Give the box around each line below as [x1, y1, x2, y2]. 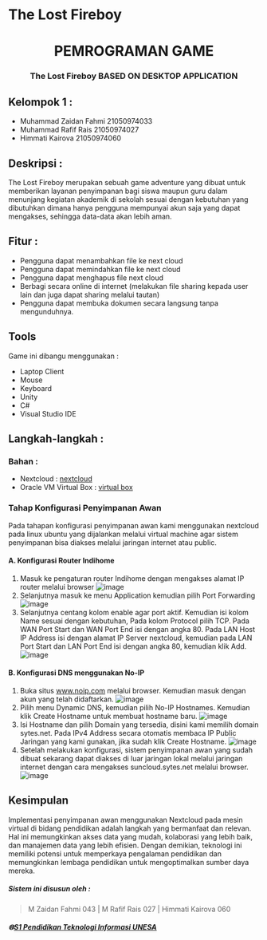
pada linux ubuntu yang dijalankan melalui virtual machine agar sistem [8, 529, 239, 539]
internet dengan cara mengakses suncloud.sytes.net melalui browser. [19, 762, 249, 772]
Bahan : [8, 456, 38, 467]
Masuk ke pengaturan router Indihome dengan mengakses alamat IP [19, 573, 245, 583]
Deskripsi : [8, 156, 63, 170]
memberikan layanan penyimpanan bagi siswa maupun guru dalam [8, 186, 228, 196]
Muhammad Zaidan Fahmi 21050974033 [19, 117, 153, 126]
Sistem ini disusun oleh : [8, 884, 91, 894]
